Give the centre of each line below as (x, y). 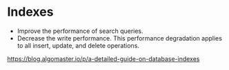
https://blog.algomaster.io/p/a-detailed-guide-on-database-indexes (103, 58)
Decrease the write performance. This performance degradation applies (120, 38)
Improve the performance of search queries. (80, 31)
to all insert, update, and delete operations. (78, 45)
